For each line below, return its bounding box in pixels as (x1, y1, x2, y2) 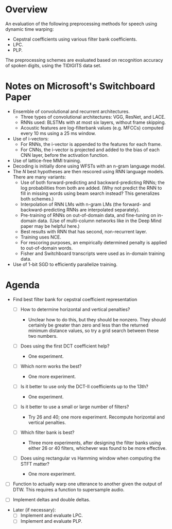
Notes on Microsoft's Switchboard (5, 81, 156, 92)
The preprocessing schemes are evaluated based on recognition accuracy (5, 57, 163, 63)
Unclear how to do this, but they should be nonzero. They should (28, 316, 166, 322)
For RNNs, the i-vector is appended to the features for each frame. (20, 141, 162, 147)
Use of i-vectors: (12, 135, 49, 142)
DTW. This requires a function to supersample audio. (12, 487, 125, 493)
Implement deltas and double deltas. (12, 497, 91, 503)
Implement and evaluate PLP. (20, 518, 82, 524)
